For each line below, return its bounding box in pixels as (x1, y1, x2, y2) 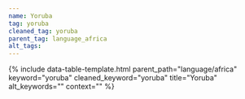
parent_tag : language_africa (8, 34, 107, 43)
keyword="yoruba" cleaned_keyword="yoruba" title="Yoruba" (8, 73, 218, 83)
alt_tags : (8, 42, 42, 50)
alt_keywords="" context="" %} (8, 82, 116, 92)
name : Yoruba (8, 11, 53, 20)
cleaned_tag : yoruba (8, 27, 79, 35)
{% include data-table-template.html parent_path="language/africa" (8, 64, 238, 74)
